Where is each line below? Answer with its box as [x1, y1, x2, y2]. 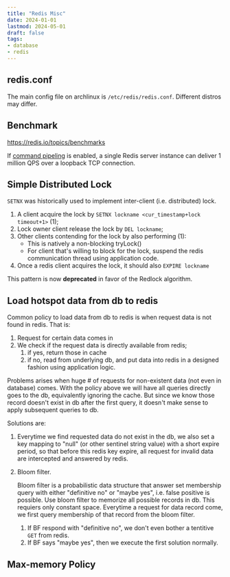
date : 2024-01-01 [7, 17, 57, 23]
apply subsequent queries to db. [7, 406, 100, 414]
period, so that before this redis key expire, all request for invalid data [16, 447, 214, 456]
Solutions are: [7, 419, 47, 427]
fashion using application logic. [27, 363, 116, 372]
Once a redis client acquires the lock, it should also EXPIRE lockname [16, 261, 209, 270]
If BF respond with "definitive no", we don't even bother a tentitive [27, 524, 214, 532]
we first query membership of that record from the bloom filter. [16, 511, 196, 519]
